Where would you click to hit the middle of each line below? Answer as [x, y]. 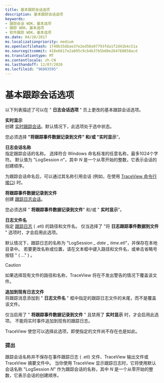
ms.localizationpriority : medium [39, 42]
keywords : [15, 19]
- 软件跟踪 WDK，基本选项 [28, 33]
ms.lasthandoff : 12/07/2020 [34, 65]
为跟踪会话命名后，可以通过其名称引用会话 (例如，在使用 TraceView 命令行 [81, 176]
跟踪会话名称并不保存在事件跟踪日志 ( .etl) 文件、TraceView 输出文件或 [77, 357]
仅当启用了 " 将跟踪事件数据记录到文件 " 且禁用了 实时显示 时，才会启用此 [80, 314]
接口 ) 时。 [15, 182]
